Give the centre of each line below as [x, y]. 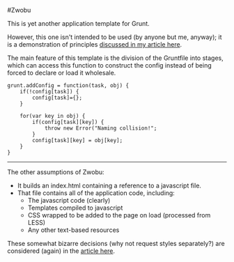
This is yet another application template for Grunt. [78, 23]
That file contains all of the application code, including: [96, 193]
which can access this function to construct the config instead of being [110, 65]
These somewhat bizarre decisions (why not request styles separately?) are [116, 244]
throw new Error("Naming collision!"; [101, 128]
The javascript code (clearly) [69, 200]
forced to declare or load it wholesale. [62, 73]
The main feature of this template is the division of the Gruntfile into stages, [116, 58]
